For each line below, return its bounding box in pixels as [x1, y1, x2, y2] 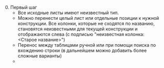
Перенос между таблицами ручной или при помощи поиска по [17, 42, 156, 48]
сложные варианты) [17, 53, 62, 59]
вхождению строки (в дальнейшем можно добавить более [17, 48, 147, 53]
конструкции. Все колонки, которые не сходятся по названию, [17, 20, 155, 26]
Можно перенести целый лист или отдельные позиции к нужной [17, 15, 159, 21]
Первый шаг [10, 5, 37, 10]
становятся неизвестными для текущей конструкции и [17, 26, 138, 32]
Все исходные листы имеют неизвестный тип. [17, 10, 119, 16]
